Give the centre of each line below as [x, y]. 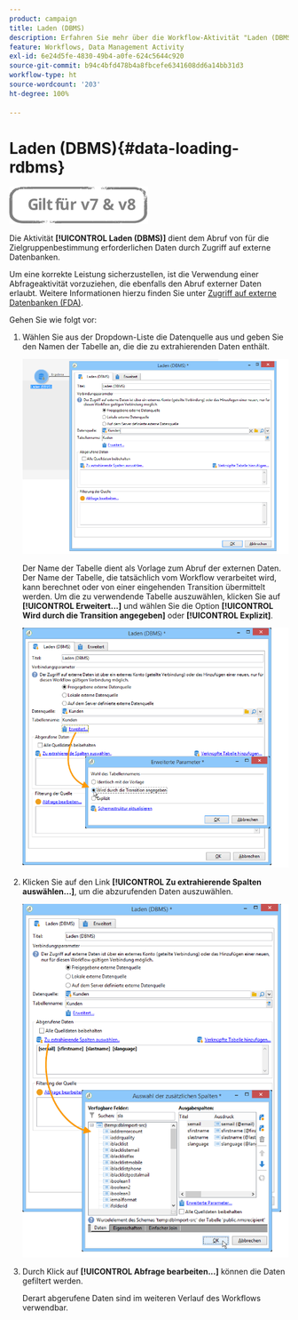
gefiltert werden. [52, 1281]
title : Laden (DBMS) [47, 28]
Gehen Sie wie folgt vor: [53, 320]
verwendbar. [45, 1308]
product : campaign [43, 19]
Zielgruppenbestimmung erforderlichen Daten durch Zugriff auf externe [140, 248]
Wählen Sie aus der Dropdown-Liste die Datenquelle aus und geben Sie [153, 337]
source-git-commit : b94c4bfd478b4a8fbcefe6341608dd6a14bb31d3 [126, 66]
